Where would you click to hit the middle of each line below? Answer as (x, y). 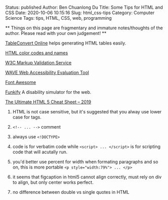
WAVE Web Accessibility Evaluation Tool (47, 72)
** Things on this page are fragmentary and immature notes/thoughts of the (84, 28)
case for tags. (27, 117)
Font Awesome (21, 82)
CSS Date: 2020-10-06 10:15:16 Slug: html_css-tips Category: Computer (80, 13)
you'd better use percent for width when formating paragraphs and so (85, 162)
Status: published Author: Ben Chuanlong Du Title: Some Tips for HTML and (84, 7)
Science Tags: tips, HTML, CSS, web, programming (59, 18)
